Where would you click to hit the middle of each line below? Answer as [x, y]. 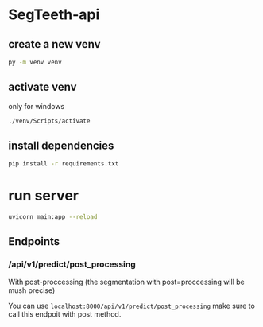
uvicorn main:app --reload [53, 217]
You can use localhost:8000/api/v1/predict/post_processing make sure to [132, 306]
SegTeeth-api [54, 15]
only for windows [37, 106]
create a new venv [54, 44]
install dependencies [61, 145]
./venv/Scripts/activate [49, 121]
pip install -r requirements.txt [64, 164]
